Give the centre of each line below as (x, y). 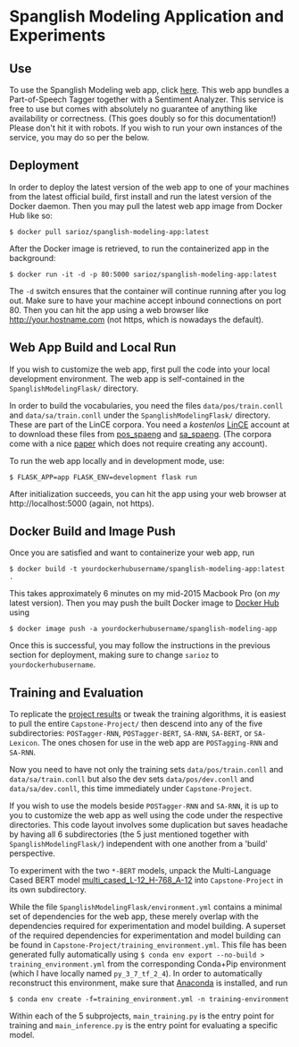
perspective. (32, 853)
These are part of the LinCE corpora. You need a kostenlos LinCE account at (149, 424)
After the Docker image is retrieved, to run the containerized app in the (139, 249)
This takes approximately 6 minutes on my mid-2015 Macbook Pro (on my (145, 594)
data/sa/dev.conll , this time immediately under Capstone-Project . (131, 789)
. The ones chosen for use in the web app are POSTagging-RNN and (158, 743)
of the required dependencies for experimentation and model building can (145, 935)
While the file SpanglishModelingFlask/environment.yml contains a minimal (146, 907)
